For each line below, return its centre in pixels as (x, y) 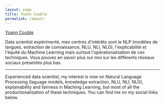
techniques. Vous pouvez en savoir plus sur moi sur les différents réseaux (80, 58)
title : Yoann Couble (26, 14)
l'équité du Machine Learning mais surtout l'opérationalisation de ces (75, 52)
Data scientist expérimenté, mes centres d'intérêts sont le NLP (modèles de (82, 42)
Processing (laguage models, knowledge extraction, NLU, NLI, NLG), (74, 82)
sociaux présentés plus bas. (33, 63)
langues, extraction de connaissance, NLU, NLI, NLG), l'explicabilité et (76, 47)
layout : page (18, 10)
